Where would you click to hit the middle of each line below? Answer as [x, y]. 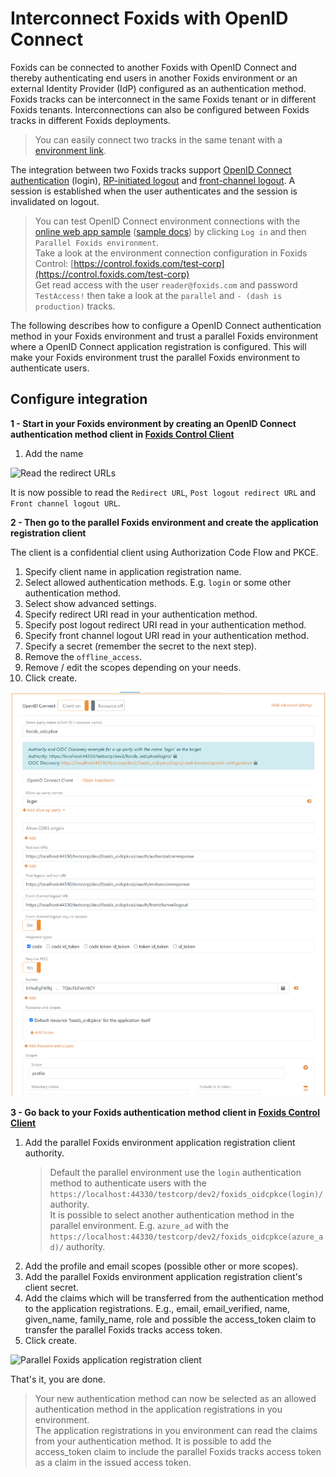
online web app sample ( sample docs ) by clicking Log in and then [170, 231]
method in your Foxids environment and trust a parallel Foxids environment [164, 336]
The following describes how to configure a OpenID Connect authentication [166, 325]
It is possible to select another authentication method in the [172, 1215]
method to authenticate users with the [128, 1183]
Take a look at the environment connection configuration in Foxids [171, 253]
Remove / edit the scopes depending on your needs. [133, 667]
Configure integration [79, 399]
